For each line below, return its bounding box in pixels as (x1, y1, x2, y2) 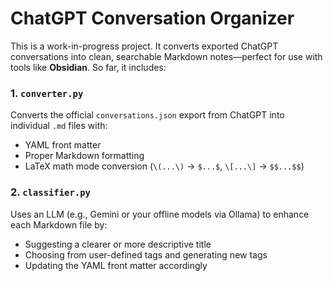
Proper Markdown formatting (24, 150, 145, 162)
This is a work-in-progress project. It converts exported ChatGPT (10, 40, 279, 52)
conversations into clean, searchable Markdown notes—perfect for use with (10, 50, 323, 62)
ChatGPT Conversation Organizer (10, 7, 295, 30)
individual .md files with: (10, 120, 108, 132)
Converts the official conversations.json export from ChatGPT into (10, 109, 285, 121)
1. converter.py (10, 86, 84, 100)
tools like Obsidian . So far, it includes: (10, 61, 167, 73)
